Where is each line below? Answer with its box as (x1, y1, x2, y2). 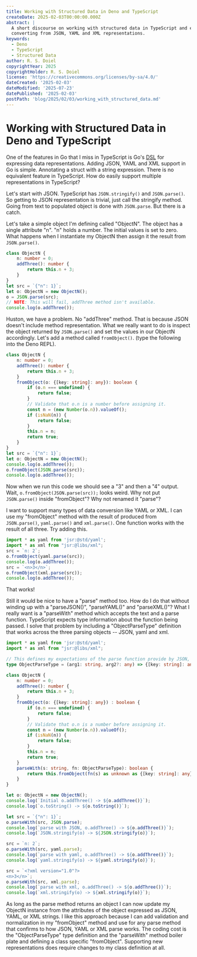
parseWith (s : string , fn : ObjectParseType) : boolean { (16, 765, 154, 771)
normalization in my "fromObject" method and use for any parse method (6, 919, 181, 926)
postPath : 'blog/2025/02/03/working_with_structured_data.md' (6, 96, 161, 102)
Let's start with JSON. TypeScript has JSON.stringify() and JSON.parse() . (6, 190, 186, 197)
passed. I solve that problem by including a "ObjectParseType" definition (6, 622, 182, 630)
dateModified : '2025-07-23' (6, 85, 75, 91)
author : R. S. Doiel (6, 58, 57, 64)
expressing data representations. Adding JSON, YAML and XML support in (6, 159, 186, 167)
